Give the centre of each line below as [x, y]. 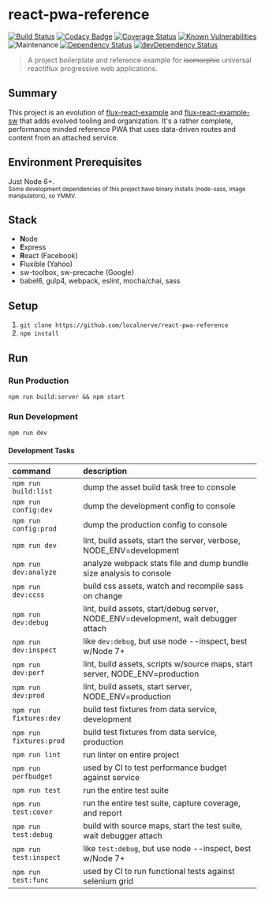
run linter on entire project [131, 755]
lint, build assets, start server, [137, 687]
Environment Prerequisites [75, 162]
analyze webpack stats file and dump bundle [166, 564]
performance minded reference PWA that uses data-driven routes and [122, 129]
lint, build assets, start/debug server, [151, 609]
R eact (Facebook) [49, 256]
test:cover [32, 812]
